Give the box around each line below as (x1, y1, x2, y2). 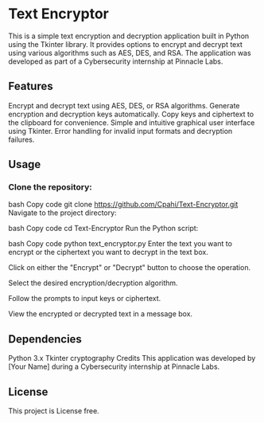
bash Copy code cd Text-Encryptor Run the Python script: (8, 224, 199, 233)
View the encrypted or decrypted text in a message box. (8, 309, 193, 319)
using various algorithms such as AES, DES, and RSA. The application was (8, 48, 252, 57)
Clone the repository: (8, 182, 93, 193)
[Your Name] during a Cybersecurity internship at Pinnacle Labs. (8, 362, 220, 371)
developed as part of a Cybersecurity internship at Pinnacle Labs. (8, 57, 223, 66)
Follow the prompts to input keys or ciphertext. (8, 294, 161, 304)
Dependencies (8, 332, 82, 346)
